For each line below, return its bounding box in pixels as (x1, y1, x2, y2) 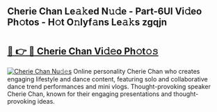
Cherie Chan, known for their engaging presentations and (7, 90, 172, 98)
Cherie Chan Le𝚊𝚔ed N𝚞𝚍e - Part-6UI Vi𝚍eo (7, 6, 202, 17)
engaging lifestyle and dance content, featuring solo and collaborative (7, 75, 208, 83)
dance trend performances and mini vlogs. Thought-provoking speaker (7, 83, 211, 90)
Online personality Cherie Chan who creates (73, 67, 200, 75)
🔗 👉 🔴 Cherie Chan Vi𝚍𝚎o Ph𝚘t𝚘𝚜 (7, 45, 159, 57)
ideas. (37, 97, 56, 105)
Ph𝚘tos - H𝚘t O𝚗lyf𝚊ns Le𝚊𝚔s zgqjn (7, 17, 168, 29)
